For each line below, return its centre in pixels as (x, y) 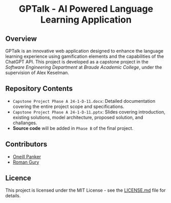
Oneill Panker (27, 156)
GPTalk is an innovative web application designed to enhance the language (84, 51)
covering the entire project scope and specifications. (68, 106)
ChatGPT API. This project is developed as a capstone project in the (77, 62)
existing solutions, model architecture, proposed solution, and (78, 117)
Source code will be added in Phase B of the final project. (73, 128)
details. (13, 196)
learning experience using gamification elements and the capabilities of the (85, 56)
